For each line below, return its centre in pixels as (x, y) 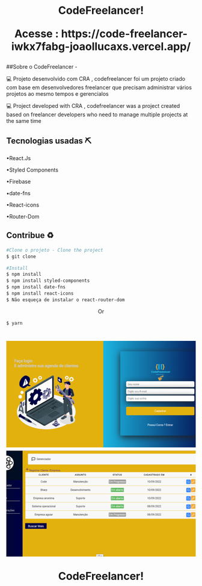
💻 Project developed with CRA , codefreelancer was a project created (93, 106)
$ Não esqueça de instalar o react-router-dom (66, 300)
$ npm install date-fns (36, 287)
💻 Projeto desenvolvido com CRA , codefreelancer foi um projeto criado (96, 79)
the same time (24, 121)
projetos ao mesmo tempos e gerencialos (58, 94)
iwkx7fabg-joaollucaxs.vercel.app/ (101, 47)
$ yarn (14, 323)
